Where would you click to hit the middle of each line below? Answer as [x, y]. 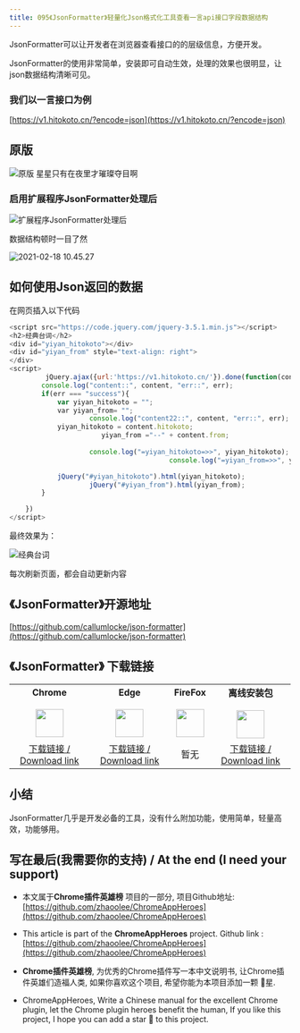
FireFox [190, 692]
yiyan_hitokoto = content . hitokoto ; [125, 427]
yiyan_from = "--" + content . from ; [165, 436]
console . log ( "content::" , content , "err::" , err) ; [137, 385]
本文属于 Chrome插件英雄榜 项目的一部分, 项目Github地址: [128, 897]
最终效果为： [33, 536]
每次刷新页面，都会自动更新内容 [68, 574]
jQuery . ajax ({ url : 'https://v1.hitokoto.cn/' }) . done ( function [161, 377]
